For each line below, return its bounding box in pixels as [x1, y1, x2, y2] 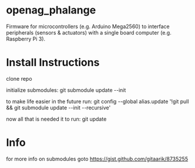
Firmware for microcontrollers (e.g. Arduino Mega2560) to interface [6, 23, 170, 30]
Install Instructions [6, 56, 100, 69]
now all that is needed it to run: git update [6, 115, 107, 122]
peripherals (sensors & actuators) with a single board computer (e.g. [6, 29, 172, 36]
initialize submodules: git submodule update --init [6, 86, 126, 94]
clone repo [6, 75, 32, 82]
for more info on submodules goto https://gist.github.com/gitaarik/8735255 [6, 155, 189, 162]
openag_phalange [6, 4, 96, 17]
